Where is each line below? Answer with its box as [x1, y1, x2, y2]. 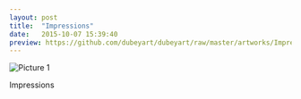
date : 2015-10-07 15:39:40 [9, 29, 118, 38]
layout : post [9, 12, 58, 22]
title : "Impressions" [9, 21, 94, 30]
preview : [9, 37, 42, 47]
